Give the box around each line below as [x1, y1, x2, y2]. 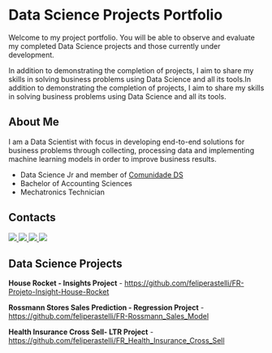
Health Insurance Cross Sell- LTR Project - [8, 327, 154, 337]
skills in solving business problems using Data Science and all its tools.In [8, 74, 252, 84]
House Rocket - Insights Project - [8, 278, 123, 288]
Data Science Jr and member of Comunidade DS [19, 169, 184, 180]
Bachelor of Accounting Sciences [19, 178, 132, 188]
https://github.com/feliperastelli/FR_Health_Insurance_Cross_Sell [8, 336, 225, 346]
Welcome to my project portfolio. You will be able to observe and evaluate [8, 33, 256, 42]
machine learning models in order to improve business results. [8, 154, 217, 163]
